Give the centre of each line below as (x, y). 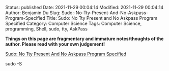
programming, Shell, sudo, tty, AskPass (47, 29)
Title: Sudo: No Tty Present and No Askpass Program (102, 18)
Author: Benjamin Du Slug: (33, 13)
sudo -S (13, 64)
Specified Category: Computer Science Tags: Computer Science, (74, 23)
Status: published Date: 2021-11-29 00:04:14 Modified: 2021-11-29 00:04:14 (84, 7)
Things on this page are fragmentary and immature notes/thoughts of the (84, 39)
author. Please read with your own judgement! (55, 44)
